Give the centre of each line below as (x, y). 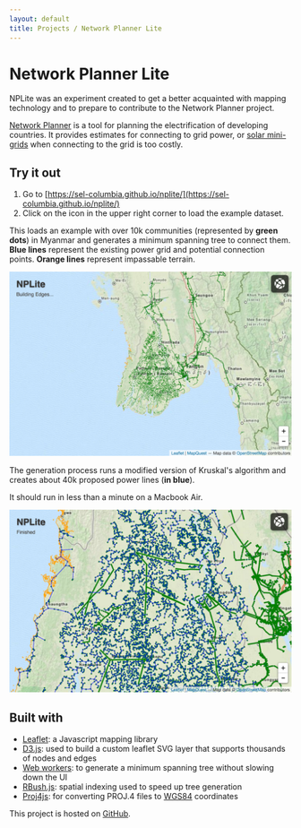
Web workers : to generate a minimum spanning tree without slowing (148, 768)
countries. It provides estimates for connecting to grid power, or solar (138, 135)
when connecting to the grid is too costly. (107, 144)
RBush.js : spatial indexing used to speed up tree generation (132, 787)
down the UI (45, 777)
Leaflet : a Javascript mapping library (90, 739)
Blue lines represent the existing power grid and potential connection (137, 250)
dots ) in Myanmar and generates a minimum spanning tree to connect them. (150, 240)
